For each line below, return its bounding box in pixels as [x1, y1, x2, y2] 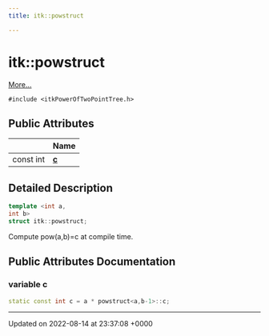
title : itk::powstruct [8, 11, 84, 20]
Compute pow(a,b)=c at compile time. [8, 231, 134, 241]
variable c [8, 279, 48, 290]
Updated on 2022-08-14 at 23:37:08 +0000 [8, 319, 154, 329]
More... [8, 79, 32, 89]
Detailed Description [8, 181, 114, 194]
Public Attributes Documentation [8, 255, 176, 269]
